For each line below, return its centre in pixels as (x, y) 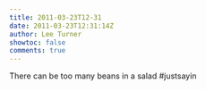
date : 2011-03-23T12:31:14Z (62, 26)
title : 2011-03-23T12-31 (56, 17)
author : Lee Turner (46, 34)
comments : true (38, 51)
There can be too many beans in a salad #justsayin (103, 76)
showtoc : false (38, 42)
